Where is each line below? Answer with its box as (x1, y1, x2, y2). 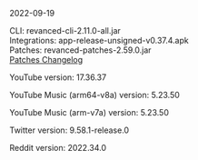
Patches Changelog (9, 55, 84, 65)
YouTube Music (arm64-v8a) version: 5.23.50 (9, 90, 180, 100)
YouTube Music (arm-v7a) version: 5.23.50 (9, 107, 170, 117)
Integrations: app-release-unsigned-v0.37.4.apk (9, 35, 189, 45)
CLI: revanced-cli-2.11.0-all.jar (9, 25, 121, 35)
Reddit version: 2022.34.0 (9, 143, 107, 153)
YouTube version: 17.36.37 (9, 72, 107, 83)
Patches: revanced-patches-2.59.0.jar (9, 45, 152, 55)
